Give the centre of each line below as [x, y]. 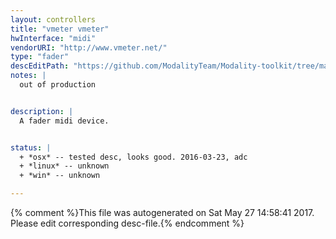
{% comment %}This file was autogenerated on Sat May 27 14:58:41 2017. [162, 212]
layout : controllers [53, 19]
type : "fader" [40, 57]
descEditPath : [40, 66]
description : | [42, 111]
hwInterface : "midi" [53, 38]
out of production [58, 85]
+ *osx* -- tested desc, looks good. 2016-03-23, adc [133, 157]
